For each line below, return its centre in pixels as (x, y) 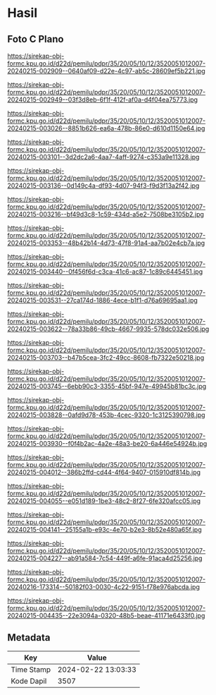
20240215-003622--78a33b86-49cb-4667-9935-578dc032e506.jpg (108, 329)
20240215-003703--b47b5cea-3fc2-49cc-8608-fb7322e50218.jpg (106, 357)
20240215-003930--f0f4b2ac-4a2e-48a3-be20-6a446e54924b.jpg (107, 443)
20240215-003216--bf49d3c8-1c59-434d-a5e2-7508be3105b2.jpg (106, 214)
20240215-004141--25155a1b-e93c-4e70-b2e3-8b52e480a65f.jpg (104, 530)
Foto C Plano (36, 39)
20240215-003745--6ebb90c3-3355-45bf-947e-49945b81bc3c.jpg (107, 386)
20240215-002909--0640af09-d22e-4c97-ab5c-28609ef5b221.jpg (106, 71)
